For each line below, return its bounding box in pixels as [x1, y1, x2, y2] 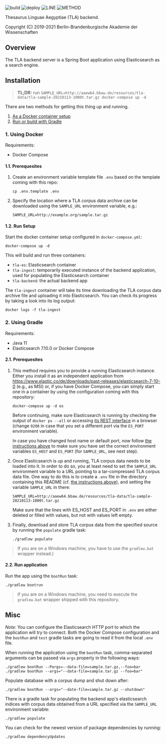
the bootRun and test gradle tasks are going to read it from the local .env [5, 634, 154, 640]
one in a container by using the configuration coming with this [12, 389, 139, 395]
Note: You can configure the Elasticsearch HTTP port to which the [5, 624, 140, 630]
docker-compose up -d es [12, 404, 64, 408]
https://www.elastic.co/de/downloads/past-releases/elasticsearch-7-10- [12, 378, 161, 384]
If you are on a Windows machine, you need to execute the [17, 591, 138, 598]
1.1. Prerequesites [5, 163, 42, 169]
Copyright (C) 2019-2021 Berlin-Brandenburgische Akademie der [5, 24, 138, 30]
